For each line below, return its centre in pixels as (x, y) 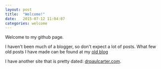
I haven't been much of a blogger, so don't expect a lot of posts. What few (81, 46)
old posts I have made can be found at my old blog (57, 52)
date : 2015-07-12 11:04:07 (35, 19)
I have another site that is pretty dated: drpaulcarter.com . (63, 61)
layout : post (19, 10)
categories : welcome (26, 23)
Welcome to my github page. (35, 37)
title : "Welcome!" (25, 14)
